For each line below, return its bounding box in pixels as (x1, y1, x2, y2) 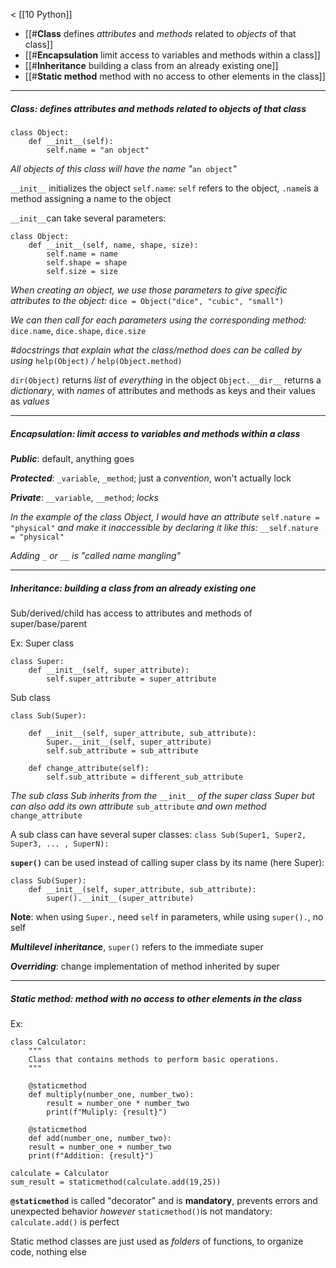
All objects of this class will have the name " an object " (10, 162, 237, 174)
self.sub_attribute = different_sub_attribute (46, 772, 244, 782)
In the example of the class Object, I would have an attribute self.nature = (10, 510, 320, 523)
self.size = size (46, 266, 118, 276)
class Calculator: (10, 1037, 87, 1047)
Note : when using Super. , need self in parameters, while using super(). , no (10, 910, 324, 923)
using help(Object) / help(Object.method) (10, 354, 183, 366)
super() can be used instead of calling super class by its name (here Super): (10, 856, 325, 868)
